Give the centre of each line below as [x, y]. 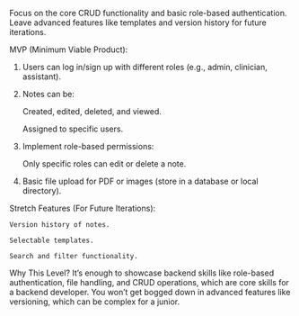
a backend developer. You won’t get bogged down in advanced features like [150, 292]
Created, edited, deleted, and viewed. [92, 111]
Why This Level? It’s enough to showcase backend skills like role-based [142, 273]
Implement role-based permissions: [88, 146]
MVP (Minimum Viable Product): [69, 50]
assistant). [41, 77]
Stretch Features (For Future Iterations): [83, 208]
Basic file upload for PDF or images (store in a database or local [140, 181]
